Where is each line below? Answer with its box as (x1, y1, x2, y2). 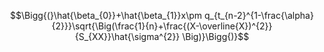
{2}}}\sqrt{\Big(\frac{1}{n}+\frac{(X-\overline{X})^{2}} (51, 20, 273, 32)
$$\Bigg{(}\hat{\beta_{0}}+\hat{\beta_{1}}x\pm (10, 10, 203, 21)
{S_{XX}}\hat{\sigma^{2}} (74, 31, 181, 42)
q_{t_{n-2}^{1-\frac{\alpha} (204, 10, 314, 21)
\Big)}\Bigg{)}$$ (182, 31, 250, 42)
